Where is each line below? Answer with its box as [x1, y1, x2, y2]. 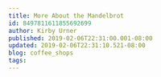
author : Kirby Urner [8, 26, 78, 34]
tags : [8, 57, 27, 65]
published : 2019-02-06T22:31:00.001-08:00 [8, 34, 153, 43]
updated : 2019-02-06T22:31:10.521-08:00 [8, 42, 147, 50]
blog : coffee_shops [8, 49, 74, 57]
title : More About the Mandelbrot [8, 11, 125, 20]
